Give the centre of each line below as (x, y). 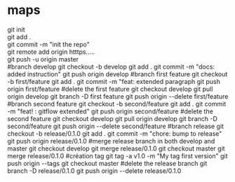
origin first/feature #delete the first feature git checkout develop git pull (110, 89)
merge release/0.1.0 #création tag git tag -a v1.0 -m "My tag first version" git (117, 155)
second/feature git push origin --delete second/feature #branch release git (116, 126)
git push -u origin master (43, 59)
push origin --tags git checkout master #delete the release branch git (107, 163)
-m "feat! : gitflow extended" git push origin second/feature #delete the (110, 111)
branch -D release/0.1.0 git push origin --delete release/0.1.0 (94, 171)
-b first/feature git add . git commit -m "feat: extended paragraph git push (114, 81)
